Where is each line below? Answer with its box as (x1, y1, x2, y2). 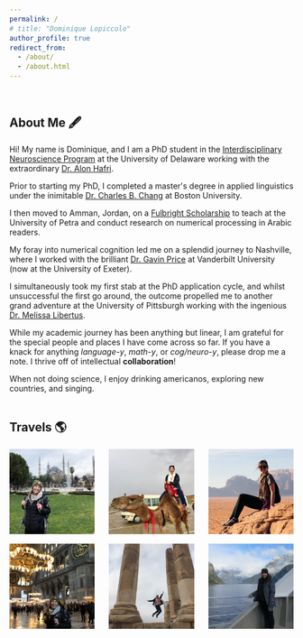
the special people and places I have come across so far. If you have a (9, 337, 271, 347)
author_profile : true (9, 33, 91, 42)
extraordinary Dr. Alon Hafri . (9, 162, 115, 173)
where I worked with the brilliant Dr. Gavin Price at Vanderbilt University (9, 254, 275, 264)
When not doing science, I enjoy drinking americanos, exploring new (9, 373, 264, 384)
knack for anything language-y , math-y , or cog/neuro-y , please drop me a (9, 346, 286, 356)
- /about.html (17, 62, 70, 71)
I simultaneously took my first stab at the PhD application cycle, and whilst (9, 281, 286, 291)
